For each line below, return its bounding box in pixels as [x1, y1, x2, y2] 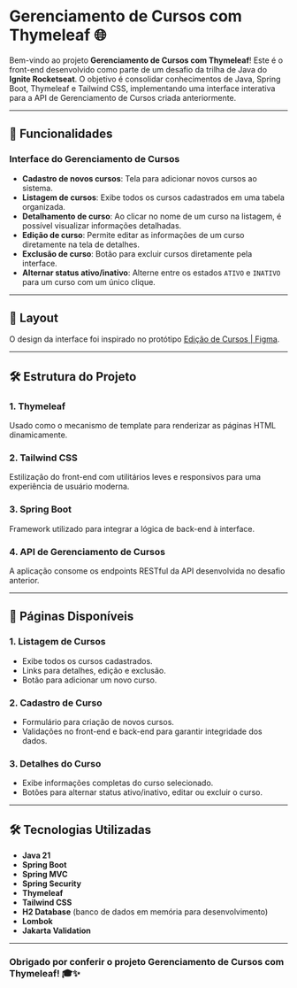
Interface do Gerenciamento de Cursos [9, 153, 180, 166]
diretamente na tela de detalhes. [21, 239, 140, 250]
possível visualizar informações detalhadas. [21, 220, 182, 231]
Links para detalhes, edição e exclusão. [21, 665, 166, 675]
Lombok [21, 916, 53, 927]
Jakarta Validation [21, 925, 91, 936]
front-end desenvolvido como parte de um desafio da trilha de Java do [9, 64, 268, 74]
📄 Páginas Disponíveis [9, 609, 134, 624]
